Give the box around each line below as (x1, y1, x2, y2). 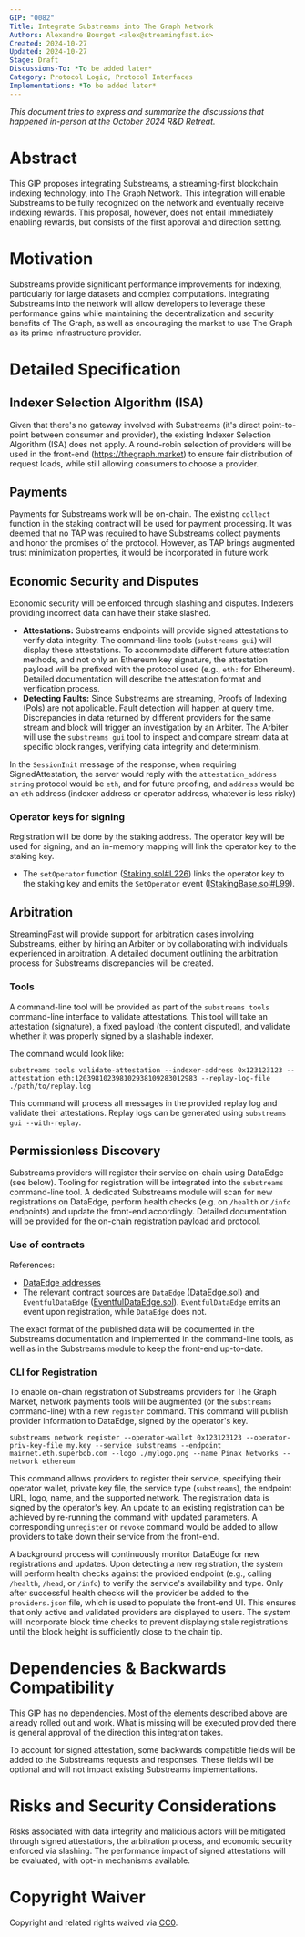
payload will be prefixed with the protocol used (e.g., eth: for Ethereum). (22, 664, 296, 675)
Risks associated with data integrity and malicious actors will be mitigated (9, 1826, 286, 1837)
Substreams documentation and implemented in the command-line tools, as (9, 1333, 294, 1344)
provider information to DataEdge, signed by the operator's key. (9, 1415, 249, 1426)
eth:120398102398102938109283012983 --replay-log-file (57, 1073, 271, 1082)
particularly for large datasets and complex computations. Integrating (9, 288, 269, 299)
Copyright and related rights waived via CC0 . (9, 1917, 178, 1928)
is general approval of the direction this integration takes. (9, 1727, 224, 1737)
